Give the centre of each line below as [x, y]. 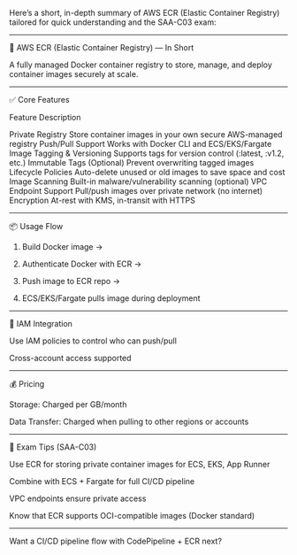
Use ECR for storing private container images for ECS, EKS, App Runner [140, 464]
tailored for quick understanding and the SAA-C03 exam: [113, 22]
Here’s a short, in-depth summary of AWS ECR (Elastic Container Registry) [145, 13]
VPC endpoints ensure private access [78, 498]
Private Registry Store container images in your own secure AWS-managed [146, 135]
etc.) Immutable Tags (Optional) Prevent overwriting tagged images [132, 162]
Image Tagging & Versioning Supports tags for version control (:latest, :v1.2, [147, 153]
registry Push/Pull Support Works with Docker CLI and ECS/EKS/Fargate [141, 144]
